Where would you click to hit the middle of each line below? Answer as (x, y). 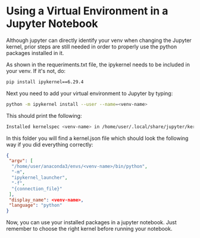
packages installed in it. (35, 53)
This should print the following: (44, 115)
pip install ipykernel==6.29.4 (45, 82)
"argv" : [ (21, 161)
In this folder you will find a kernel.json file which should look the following (97, 138)
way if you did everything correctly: (50, 144)
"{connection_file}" (37, 189)
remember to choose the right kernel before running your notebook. (89, 229)
